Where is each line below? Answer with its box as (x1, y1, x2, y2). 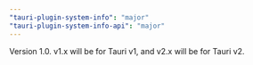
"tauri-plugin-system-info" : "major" (9, 12, 150, 22)
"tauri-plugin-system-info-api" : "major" (9, 21, 166, 30)
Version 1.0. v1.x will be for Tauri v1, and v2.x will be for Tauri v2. (9, 45, 245, 56)
